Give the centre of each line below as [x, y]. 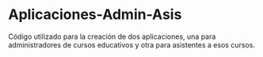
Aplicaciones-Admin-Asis [95, 15]
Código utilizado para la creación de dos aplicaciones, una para [112, 36]
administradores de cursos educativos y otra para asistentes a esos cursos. [132, 44]
